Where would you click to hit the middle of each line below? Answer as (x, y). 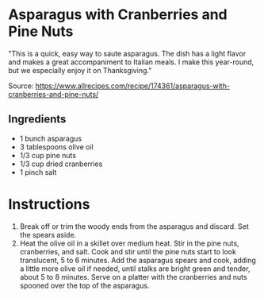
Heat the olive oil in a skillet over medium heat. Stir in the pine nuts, (129, 243)
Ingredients (37, 120)
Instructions (49, 204)
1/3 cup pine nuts (48, 155)
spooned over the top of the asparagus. (84, 285)
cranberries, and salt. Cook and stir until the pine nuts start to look (128, 251)
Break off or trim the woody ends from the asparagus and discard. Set (134, 226)
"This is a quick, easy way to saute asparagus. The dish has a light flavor (127, 53)
